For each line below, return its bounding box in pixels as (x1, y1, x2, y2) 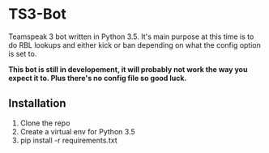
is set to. (8, 49, 37, 58)
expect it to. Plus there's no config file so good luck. (8, 73, 187, 83)
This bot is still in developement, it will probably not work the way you (8, 64, 248, 74)
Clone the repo (19, 118, 70, 128)
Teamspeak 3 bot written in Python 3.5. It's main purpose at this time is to (8, 32, 254, 41)
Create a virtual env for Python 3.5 (19, 126, 135, 136)
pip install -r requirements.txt (19, 135, 117, 145)
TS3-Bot (8, 5, 66, 23)
